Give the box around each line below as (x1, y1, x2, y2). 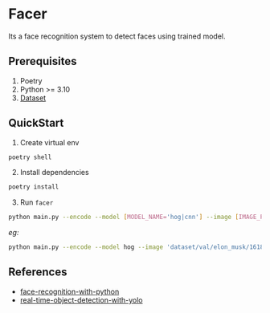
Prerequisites (8, 55, 77, 68)
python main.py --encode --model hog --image (8, 243, 163, 251)
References (8, 266, 67, 279)
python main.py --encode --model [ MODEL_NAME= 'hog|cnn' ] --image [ (8, 213, 239, 222)
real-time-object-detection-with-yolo (19, 295, 143, 305)
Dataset (19, 93, 47, 103)
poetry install (8, 183, 59, 191)
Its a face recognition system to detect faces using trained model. (8, 31, 226, 41)
